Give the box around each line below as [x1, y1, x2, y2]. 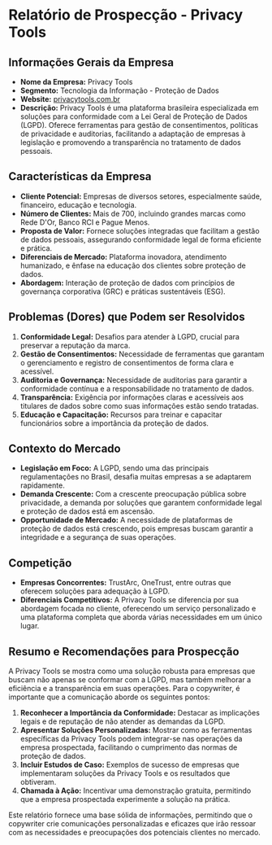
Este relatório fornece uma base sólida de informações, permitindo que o [8, 810, 253, 820]
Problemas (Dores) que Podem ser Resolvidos [8, 310, 245, 324]
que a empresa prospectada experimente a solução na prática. [19, 795, 231, 804]
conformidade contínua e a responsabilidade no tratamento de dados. [19, 383, 254, 393]
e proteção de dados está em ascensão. [19, 506, 155, 516]
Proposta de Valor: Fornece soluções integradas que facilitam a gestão [19, 225, 260, 235]
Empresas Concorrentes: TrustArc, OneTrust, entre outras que [19, 578, 231, 588]
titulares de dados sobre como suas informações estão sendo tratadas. [19, 401, 259, 410]
